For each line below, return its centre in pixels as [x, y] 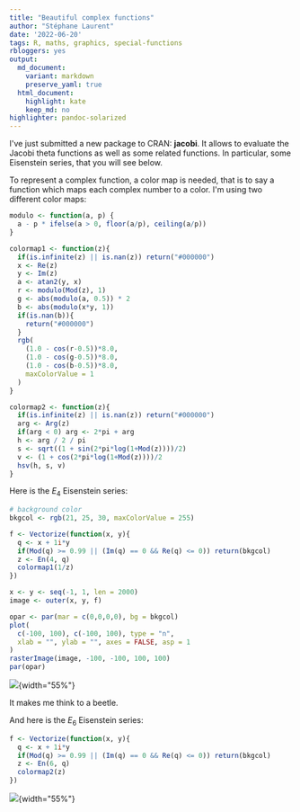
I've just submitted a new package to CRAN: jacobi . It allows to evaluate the [150, 144]
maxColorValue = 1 [60, 374]
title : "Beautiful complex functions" [82, 18]
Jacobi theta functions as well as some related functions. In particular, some [150, 153]
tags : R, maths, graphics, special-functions [96, 43]
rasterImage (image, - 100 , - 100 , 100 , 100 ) [90, 659]
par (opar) [28, 667]
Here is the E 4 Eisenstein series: [69, 492]
